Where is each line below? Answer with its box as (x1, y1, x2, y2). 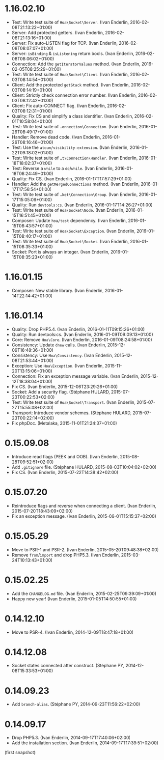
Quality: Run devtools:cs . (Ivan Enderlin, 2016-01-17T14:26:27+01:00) (11, 202, 153, 208)
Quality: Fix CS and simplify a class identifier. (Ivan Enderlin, (11, 113, 134, 119)
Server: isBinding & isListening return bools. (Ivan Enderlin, (11, 50, 135, 56)
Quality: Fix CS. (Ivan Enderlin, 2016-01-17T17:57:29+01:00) (11, 175, 132, 182)
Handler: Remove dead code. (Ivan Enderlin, (11, 134, 101, 140)
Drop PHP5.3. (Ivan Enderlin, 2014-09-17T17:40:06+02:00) (11, 735, 131, 741)
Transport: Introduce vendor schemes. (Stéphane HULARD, (11, 410, 132, 416)
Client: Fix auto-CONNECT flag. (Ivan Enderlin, (11, 103, 106, 109)
